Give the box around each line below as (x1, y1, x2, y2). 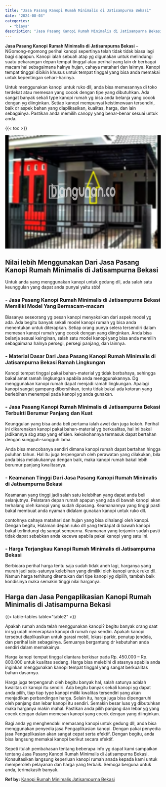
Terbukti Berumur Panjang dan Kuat (5, 410, 93, 417)
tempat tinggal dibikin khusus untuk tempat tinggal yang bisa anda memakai (5, 69, 160, 75)
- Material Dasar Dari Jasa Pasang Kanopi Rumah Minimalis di (5, 353, 156, 360)
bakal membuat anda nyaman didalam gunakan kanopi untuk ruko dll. (5, 508, 147, 513)
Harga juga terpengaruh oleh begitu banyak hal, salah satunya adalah (5, 679, 147, 685)
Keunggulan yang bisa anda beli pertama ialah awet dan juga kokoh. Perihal (5, 421, 159, 427)
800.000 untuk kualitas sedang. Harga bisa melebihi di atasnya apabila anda (5, 659, 161, 665)
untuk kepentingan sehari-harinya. (5, 75, 76, 81)
